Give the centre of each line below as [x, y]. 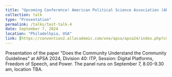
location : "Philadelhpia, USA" [39, 34]
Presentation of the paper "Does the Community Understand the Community [86, 53]
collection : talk [24, 15]
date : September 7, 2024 [32, 29]
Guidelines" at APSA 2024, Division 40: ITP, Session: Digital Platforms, [79, 58]
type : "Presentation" [28, 19]
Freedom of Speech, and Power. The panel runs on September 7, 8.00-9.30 [85, 64]
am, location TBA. [24, 69]
